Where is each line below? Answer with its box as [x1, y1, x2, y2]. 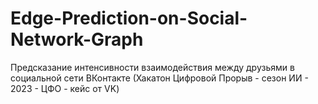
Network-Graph [10, 28, 144, 51]
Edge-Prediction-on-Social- [10, 7, 248, 30]
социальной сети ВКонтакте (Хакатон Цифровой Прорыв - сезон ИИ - [10, 72, 309, 84]
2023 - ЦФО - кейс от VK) [10, 82, 120, 94]
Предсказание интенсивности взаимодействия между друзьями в [10, 61, 295, 73]
